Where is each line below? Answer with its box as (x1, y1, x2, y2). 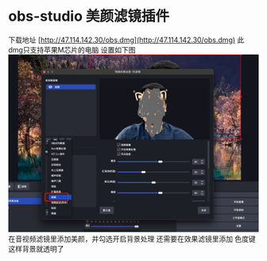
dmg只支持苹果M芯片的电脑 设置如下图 (8, 45, 137, 54)
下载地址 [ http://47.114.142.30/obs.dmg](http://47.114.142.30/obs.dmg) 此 (8, 35, 245, 45)
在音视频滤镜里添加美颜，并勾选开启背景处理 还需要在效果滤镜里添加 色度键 (8, 234, 256, 243)
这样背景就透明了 (8, 244, 64, 254)
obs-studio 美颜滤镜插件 (8, 7, 170, 25)
